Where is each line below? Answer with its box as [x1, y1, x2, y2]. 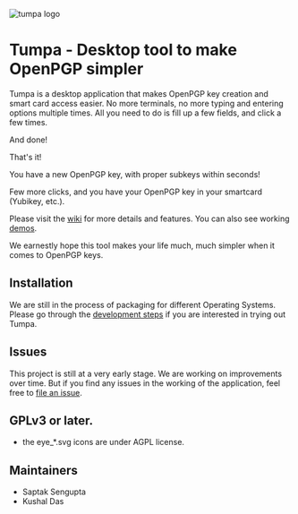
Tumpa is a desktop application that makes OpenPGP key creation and [9, 88, 268, 99]
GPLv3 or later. [9, 413, 94, 428]
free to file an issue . [9, 387, 83, 398]
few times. [9, 116, 47, 127]
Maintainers [9, 462, 79, 478]
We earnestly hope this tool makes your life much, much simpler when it [9, 240, 276, 251]
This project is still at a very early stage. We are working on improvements [9, 368, 283, 379]
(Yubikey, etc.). [9, 195, 65, 206]
